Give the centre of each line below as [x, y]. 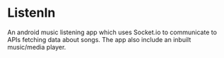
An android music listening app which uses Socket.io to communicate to [112, 32]
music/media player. [37, 47]
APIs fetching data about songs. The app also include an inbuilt [99, 39]
